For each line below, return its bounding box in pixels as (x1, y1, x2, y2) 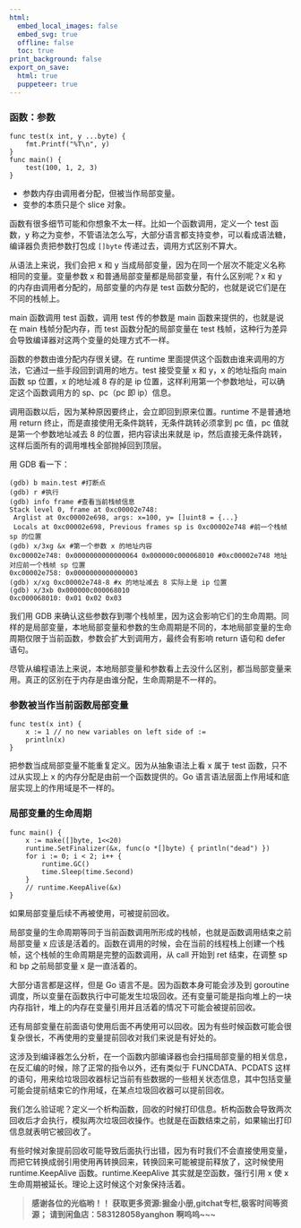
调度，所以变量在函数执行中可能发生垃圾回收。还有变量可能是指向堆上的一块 (9, 991, 292, 1001)
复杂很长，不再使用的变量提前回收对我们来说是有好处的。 (9, 1032, 221, 1043)
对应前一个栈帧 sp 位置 (9, 561, 86, 570)
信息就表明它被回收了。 (9, 1126, 96, 1137)
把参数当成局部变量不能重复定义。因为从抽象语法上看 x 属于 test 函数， (9, 760, 271, 771)
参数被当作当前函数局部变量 (9, 699, 129, 711)
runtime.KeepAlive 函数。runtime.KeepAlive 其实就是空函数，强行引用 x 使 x (9, 1167, 289, 1178)
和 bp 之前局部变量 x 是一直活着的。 (9, 960, 142, 971)
